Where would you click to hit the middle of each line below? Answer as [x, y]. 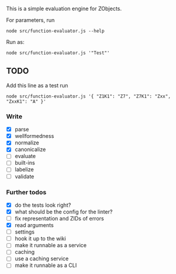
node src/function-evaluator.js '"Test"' [58, 53]
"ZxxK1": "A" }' [26, 101]
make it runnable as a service [51, 245]
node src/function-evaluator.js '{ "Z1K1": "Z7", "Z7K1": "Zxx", [88, 96]
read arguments [34, 225]
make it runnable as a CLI [46, 265]
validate [24, 176]
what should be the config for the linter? [63, 212]
